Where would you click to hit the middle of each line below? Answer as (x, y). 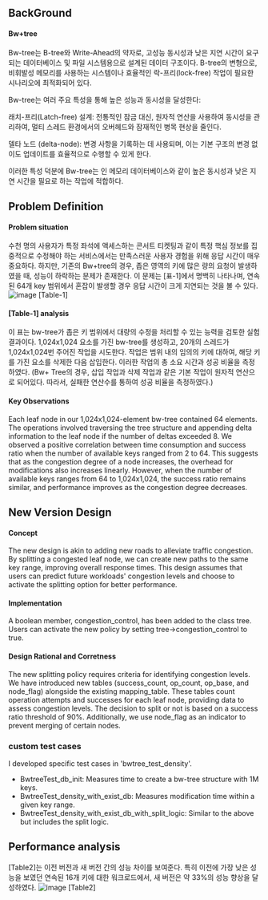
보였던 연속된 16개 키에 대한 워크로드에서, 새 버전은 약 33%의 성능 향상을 (136, 877)
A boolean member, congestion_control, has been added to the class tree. (130, 621)
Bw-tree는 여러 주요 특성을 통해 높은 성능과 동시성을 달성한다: (105, 99)
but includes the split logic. (64, 821)
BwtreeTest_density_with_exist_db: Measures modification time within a (137, 796)
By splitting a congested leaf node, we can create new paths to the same (128, 559)
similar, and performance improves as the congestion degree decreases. (128, 487)
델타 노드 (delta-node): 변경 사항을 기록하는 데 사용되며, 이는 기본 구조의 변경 (129, 144)
